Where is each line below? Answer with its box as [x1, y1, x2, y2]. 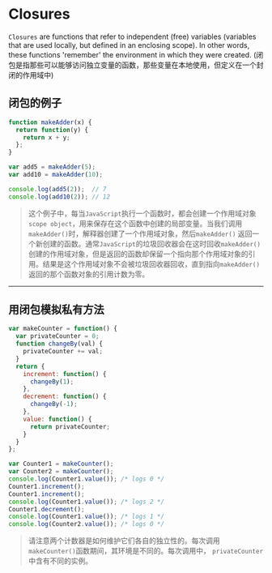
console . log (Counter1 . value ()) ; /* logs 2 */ [8, 498, 164, 506]
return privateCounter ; [29, 422, 111, 430]
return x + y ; [23, 133, 70, 142]
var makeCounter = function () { [8, 325, 117, 333]
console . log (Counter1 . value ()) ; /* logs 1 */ [8, 512, 164, 521]
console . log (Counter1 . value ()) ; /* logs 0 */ [8, 475, 164, 483]
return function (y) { [15, 126, 89, 134]
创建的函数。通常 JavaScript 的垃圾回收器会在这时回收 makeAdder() [42, 238, 261, 248]
